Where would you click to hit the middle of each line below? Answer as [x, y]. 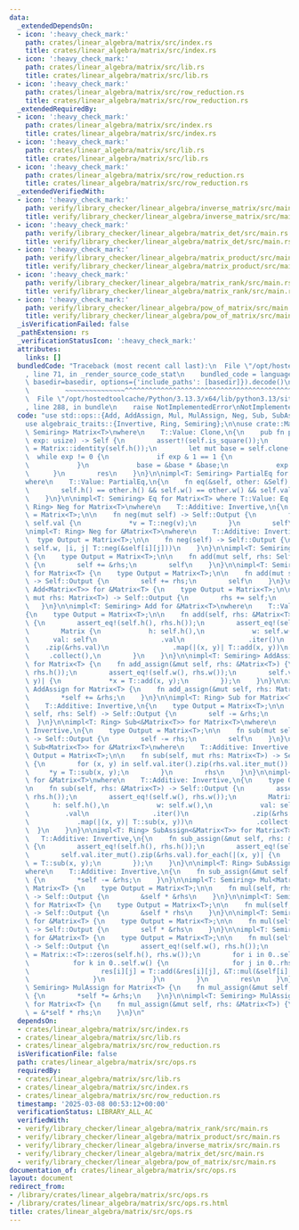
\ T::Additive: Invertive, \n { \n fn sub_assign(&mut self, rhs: [155, 838]
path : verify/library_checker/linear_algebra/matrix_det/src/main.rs [157, 233]
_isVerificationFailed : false [73, 325]
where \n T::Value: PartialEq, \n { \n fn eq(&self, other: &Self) [157, 482]
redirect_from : [37, 1187]
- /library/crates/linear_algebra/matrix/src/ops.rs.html [119, 1203]
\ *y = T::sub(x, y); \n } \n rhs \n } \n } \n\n [149, 772]
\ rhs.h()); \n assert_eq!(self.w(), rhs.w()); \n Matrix [159, 797]
